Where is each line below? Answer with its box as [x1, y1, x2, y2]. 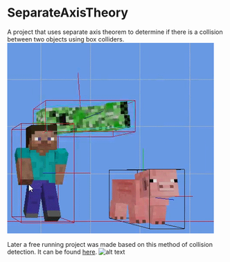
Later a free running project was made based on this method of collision [7, 240, 213, 248]
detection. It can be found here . [7, 247, 98, 256]
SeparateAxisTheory [7, 5, 129, 21]
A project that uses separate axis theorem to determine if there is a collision [7, 28, 223, 36]
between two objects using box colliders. [7, 35, 125, 43]
